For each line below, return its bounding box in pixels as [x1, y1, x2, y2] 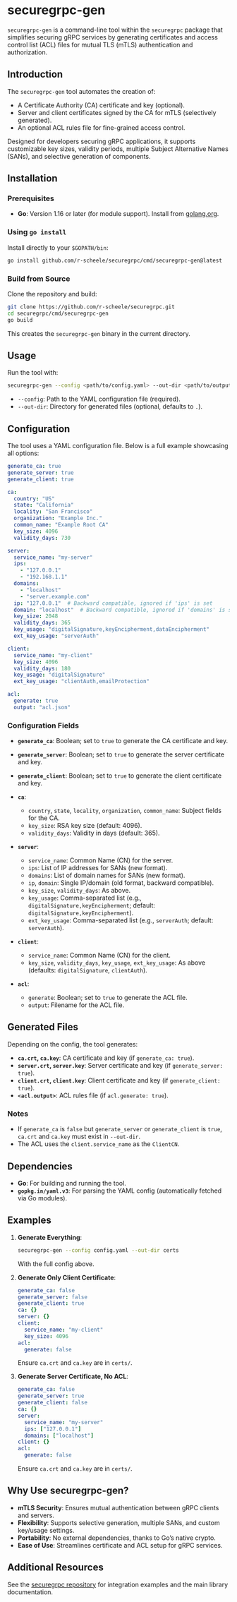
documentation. [7, 1587, 54, 1596]
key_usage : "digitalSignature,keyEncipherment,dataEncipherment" [13, 626, 210, 633]
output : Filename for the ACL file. [28, 1001, 125, 1009]
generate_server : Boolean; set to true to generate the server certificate [17, 750, 224, 759]
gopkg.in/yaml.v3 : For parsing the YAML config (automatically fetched [17, 1186, 222, 1195]
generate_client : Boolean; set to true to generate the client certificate [17, 771, 222, 780]
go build [7, 316, 33, 323]
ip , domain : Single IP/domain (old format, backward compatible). [28, 879, 214, 887]
